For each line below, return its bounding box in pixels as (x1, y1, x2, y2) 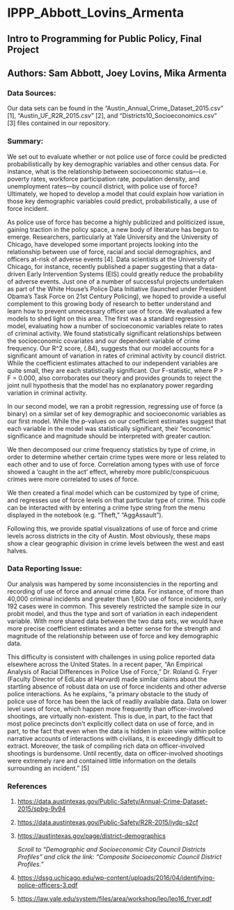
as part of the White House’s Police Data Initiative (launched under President (7, 284, 226, 293)
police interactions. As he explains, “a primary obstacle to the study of (7, 689, 209, 698)
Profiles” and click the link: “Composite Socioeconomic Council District (17, 853, 222, 861)
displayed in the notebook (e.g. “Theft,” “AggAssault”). (7, 511, 164, 519)
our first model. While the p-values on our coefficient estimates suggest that (7, 417, 226, 425)
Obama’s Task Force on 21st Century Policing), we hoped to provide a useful (7, 292, 226, 300)
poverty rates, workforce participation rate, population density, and (7, 175, 200, 183)
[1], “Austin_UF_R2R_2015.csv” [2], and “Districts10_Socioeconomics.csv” (7, 112, 217, 120)
